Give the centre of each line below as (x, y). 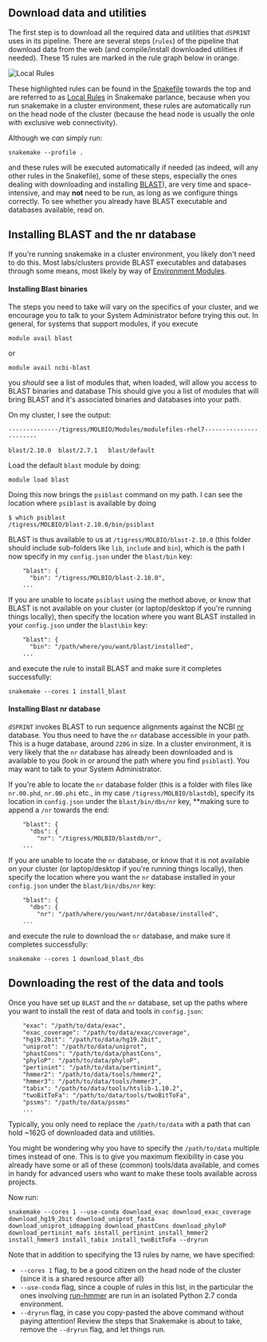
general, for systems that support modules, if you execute (103, 324)
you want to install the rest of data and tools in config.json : (106, 1010)
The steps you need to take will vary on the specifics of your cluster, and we (133, 307)
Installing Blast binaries (48, 289)
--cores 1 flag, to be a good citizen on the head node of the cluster (130, 1269)
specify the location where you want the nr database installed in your (122, 877)
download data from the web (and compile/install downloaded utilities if (126, 49)
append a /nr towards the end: (59, 810)
